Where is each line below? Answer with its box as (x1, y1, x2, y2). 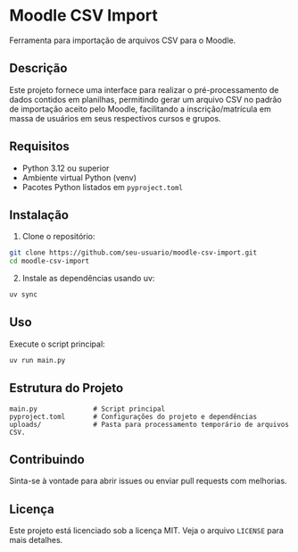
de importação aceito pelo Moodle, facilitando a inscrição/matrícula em (9, 104, 271, 114)
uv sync (9, 290, 38, 299)
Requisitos (9, 139, 70, 155)
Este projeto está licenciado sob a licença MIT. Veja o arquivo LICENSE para (9, 525, 284, 536)
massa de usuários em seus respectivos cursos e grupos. (9, 113, 221, 123)
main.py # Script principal (9, 404, 166, 414)
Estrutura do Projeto (9, 381, 124, 396)
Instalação (9, 207, 70, 222)
